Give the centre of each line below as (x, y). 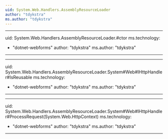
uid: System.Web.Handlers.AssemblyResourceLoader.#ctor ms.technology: (83, 38)
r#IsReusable (19, 77)
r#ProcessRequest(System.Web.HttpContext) (52, 117)
